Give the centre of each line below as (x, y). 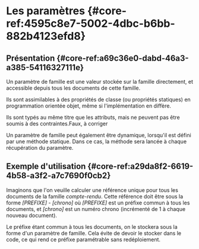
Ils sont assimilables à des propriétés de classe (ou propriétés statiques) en (99, 100)
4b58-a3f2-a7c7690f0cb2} (59, 176)
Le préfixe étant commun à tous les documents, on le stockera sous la (92, 226)
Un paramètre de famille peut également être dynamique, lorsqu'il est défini (99, 135)
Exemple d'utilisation (46, 167)
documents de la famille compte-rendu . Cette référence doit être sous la (94, 196)
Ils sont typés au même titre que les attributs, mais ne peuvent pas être (93, 117)
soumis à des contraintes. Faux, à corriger (57, 124)
